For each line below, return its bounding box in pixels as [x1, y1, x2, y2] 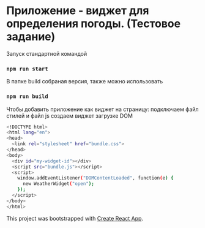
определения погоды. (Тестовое [6, 17, 181, 31]
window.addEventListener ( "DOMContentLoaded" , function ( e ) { [17, 175, 174, 181]
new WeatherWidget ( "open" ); [22, 181, 95, 187]
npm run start [6, 65, 48, 72]
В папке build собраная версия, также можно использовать [6, 78, 163, 85]
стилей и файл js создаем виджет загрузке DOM [6, 112, 133, 120]
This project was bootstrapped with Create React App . [6, 215, 144, 222]
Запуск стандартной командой [6, 50, 88, 57]
